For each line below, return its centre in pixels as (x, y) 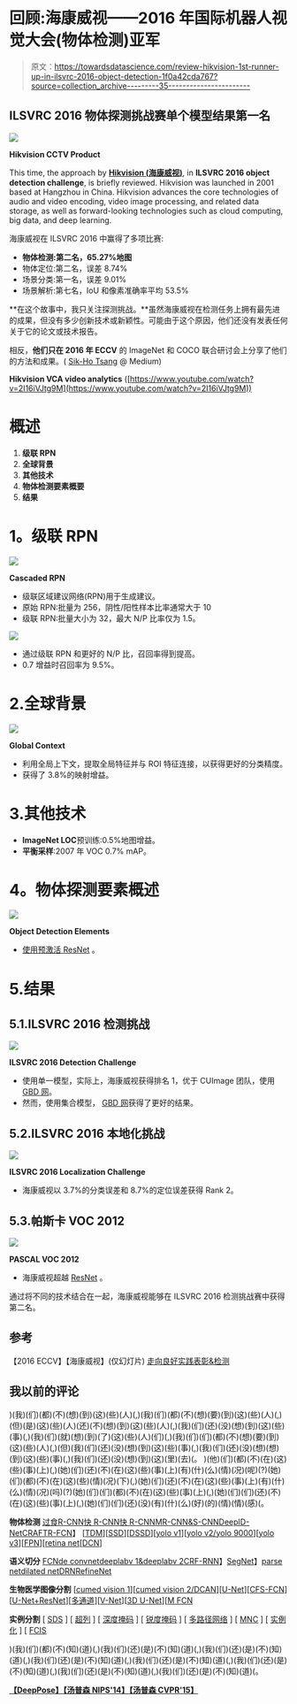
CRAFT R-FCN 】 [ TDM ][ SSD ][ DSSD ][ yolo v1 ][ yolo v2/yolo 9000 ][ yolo (148, 1532)
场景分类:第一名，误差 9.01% (74, 279)
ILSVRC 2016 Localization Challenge (77, 1172)
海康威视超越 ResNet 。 (65, 1278)
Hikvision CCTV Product (55, 154)
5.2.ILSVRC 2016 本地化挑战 (87, 1133)
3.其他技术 (48, 814)
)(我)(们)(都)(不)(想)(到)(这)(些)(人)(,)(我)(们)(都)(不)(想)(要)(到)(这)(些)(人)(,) (146, 1414)
